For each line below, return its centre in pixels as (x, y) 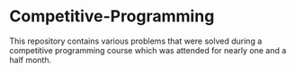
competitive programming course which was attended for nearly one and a (148, 50)
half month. (31, 60)
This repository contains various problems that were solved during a (136, 41)
